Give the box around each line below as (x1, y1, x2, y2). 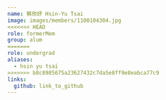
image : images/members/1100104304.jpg (7, 17, 121, 24)
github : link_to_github (13, 82, 83, 89)
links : (7, 75, 27, 83)
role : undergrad (7, 50, 55, 57)
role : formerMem (7, 30, 55, 37)
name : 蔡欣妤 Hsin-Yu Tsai (7, 10, 83, 18)
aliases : (7, 56, 33, 63)
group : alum (7, 37, 42, 44)
